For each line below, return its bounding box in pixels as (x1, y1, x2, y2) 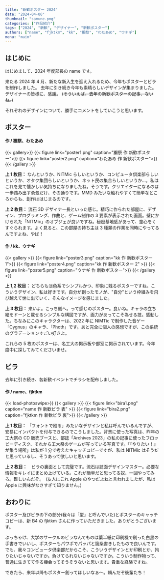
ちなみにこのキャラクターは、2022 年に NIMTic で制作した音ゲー (13, 318, 145, 324)
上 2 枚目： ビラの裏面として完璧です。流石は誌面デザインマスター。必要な (5, 464, 160, 469)
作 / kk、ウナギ (5, 243, 36, 249)
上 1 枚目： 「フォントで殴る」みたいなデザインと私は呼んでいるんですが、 (5, 422, 156, 428)
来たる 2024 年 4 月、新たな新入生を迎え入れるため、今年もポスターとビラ (5, 78, 157, 84)
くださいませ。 (39, 347, 70, 353)
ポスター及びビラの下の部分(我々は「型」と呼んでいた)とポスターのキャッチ (5, 512, 158, 518)
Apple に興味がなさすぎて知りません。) (5, 482, 82, 488)
